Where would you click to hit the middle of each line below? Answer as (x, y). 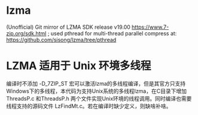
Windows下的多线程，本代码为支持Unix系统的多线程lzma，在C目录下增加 (97, 91)
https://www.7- (150, 27)
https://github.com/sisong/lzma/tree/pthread (61, 40)
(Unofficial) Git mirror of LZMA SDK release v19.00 (68, 27)
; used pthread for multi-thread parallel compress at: (112, 33)
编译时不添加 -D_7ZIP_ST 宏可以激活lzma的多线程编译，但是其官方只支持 (96, 83)
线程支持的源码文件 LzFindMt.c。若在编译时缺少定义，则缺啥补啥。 (89, 106)
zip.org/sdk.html (26, 33)
